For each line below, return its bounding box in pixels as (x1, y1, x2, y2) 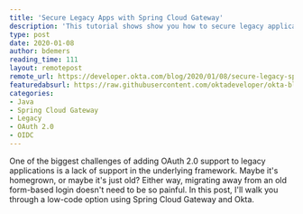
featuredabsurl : (9, 80, 70, 89)
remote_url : (9, 72, 54, 81)
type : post (9, 30, 50, 39)
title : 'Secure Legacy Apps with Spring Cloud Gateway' (9, 13, 224, 23)
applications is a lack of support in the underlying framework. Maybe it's (9, 164, 279, 176)
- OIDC (9, 131, 34, 140)
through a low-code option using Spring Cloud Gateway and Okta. (9, 193, 255, 204)
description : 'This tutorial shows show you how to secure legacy (9, 22, 264, 31)
